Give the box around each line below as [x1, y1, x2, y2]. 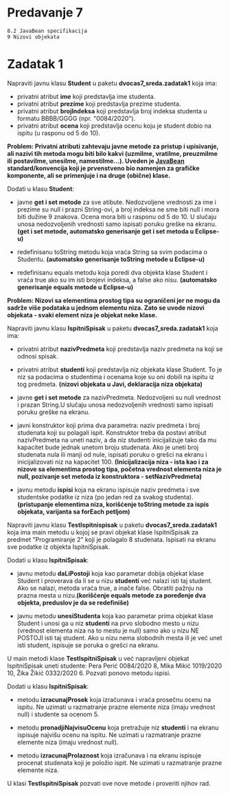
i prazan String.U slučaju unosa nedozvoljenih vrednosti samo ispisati [16, 400, 214, 409]
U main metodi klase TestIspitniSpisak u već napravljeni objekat [7, 654, 189, 662]
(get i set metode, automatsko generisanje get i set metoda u [16, 227, 194, 235]
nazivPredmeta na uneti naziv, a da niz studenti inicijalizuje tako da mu [16, 435, 217, 444]
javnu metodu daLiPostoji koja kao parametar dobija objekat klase [16, 569, 205, 578]
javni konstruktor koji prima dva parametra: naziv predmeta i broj [16, 421, 200, 429]
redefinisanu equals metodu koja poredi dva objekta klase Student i [16, 268, 208, 276]
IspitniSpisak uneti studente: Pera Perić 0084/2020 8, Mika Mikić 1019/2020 [7, 661, 222, 670]
